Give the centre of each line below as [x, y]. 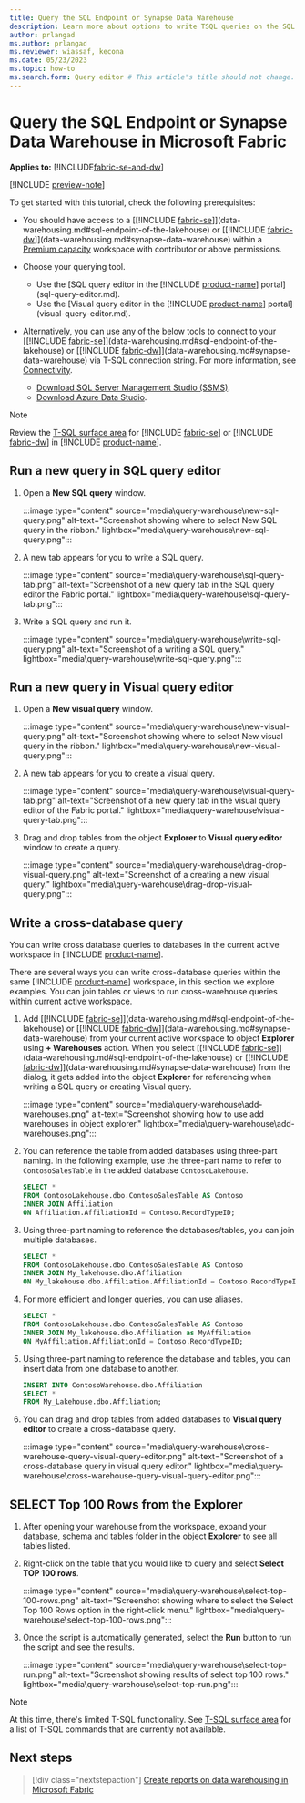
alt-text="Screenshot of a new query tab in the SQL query [166, 584]
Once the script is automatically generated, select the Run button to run [157, 1638]
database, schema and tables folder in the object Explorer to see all [150, 1536]
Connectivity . [47, 369]
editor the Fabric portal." [68, 594]
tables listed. [46, 1546]
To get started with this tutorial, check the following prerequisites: [132, 202]
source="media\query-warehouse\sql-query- [200, 574]
